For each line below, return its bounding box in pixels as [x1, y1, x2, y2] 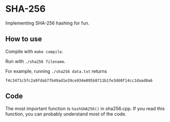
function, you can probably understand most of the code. [5, 111, 127, 117]
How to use [5, 35, 42, 43]
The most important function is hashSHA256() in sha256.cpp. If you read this [5, 105, 165, 111]
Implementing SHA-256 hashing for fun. [5, 20, 90, 26]
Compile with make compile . [5, 48, 63, 54]
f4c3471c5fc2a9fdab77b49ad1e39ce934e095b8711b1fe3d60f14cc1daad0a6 [5, 78, 153, 83]
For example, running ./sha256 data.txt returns [5, 68, 107, 74]
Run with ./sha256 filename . [5, 58, 66, 64]
